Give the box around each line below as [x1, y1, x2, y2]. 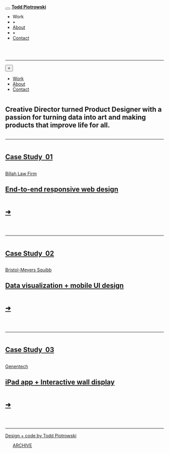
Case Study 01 [5, 153, 53, 162]
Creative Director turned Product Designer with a [5, 105, 162, 114]
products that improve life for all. [5, 121, 110, 129]
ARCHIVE [12, 442, 32, 448]
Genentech [5, 363, 29, 369]
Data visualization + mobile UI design [5, 281, 124, 290]
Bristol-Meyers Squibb [5, 267, 52, 273]
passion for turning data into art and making [5, 113, 146, 122]
